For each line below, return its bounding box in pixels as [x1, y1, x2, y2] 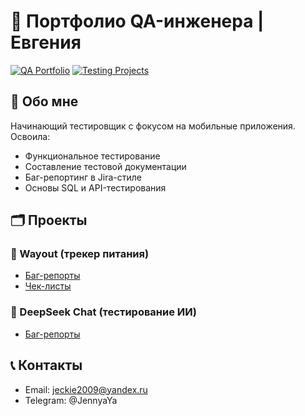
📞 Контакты [10, 357, 83, 374]
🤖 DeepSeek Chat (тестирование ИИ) [10, 305, 197, 319]
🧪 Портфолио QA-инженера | [10, 10, 265, 33]
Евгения [10, 31, 82, 54]
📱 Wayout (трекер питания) [10, 247, 150, 261]
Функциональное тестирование [24, 150, 161, 162]
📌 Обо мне [10, 93, 79, 110]
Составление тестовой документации [24, 160, 187, 172]
